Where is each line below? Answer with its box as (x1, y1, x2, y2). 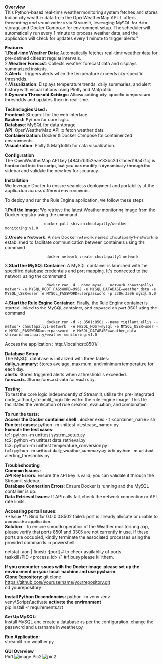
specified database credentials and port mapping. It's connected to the (5, 268, 148, 274)
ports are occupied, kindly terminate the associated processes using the (5, 534, 150, 540)
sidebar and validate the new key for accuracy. (5, 168, 99, 173)
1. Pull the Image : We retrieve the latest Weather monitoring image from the (5, 207, 156, 213)
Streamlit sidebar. (5, 478, 41, 484)
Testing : (5, 386, 22, 392)
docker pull (44, 221, 69, 226)
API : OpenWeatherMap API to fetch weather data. (5, 127, 105, 133)
